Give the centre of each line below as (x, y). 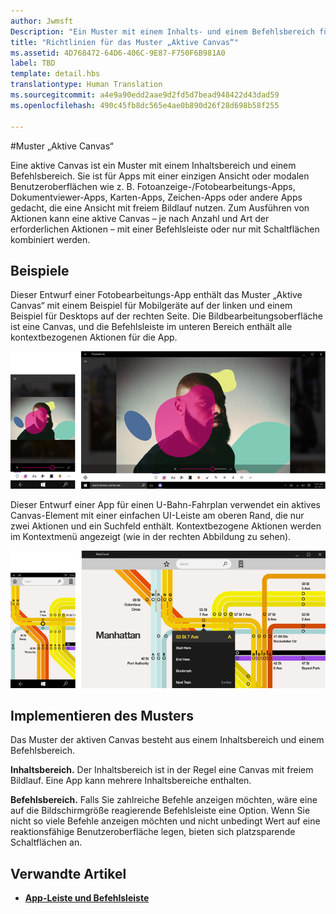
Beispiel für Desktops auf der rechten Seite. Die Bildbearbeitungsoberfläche (166, 316)
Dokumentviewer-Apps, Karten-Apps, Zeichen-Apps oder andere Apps (156, 197)
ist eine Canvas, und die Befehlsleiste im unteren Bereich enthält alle (151, 327)
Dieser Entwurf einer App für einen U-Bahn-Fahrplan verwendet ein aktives (165, 504)
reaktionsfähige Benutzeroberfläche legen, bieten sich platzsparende (153, 832)
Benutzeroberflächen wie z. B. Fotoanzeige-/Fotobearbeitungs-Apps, (153, 186)
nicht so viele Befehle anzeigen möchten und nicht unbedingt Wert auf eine (165, 821)
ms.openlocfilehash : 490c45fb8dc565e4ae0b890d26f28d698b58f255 (145, 105)
